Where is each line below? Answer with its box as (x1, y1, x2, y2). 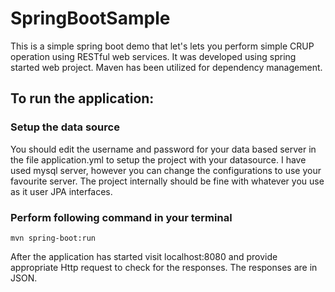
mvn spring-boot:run (10, 233, 97, 243)
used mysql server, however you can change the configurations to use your (10, 164, 322, 176)
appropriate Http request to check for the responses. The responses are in (10, 261, 318, 273)
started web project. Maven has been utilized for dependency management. (10, 61, 323, 73)
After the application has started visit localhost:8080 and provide (10, 250, 278, 262)
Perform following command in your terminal (10, 210, 233, 224)
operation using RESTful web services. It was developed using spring (10, 50, 297, 62)
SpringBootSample (10, 7, 171, 30)
